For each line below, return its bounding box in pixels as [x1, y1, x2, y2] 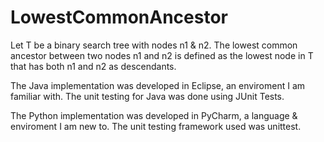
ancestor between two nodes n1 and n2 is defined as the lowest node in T [10, 49, 314, 61]
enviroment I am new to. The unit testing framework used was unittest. [10, 120, 302, 132]
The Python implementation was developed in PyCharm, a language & [10, 109, 298, 121]
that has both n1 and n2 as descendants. [10, 60, 177, 72]
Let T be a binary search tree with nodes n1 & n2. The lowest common [10, 39, 298, 51]
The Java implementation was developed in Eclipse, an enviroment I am [10, 79, 306, 91]
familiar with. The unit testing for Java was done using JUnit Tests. [10, 90, 285, 102]
